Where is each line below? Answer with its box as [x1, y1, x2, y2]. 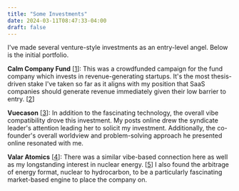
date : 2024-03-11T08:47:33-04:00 [7, 17, 107, 24]
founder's [7, 131, 36, 140]
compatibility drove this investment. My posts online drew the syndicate [7, 116, 219, 125]
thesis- [211, 72, 232, 81]
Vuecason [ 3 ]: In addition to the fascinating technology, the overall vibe [7, 108, 219, 118]
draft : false [7, 24, 46, 31]
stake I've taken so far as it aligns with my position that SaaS [27, 80, 205, 88]
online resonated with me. [7, 139, 84, 148]
